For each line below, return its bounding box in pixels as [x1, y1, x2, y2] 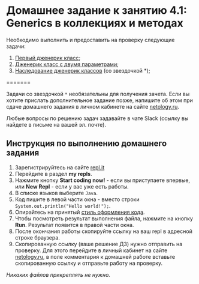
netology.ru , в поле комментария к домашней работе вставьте [14, 253, 176, 260]
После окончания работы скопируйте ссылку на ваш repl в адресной [14, 228, 193, 235]
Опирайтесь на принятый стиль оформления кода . [14, 208, 145, 216]
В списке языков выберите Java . [14, 189, 98, 196]
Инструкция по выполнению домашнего [6, 139, 167, 149]
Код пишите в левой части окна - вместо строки [14, 196, 140, 203]
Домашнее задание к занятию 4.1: [6, 4, 187, 17]
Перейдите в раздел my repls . [14, 170, 92, 177]
